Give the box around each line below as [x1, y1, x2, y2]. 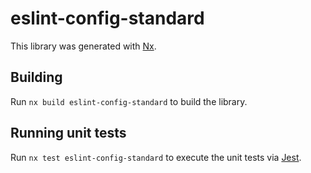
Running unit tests [10, 125, 127, 142]
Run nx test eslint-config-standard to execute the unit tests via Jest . [10, 151, 302, 163]
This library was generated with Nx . [10, 40, 157, 52]
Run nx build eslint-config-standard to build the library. [10, 95, 248, 107]
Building [10, 69, 63, 86]
